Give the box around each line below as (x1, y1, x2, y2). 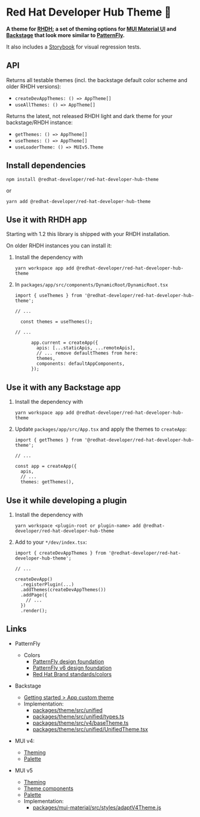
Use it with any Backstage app (6, 382, 121, 392)
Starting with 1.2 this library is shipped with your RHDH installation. (6, 231, 170, 238)
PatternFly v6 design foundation (32, 664, 112, 671)
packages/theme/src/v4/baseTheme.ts (32, 719, 129, 727)
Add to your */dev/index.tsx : (14, 538, 88, 546)
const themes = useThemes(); (20, 319, 93, 325)
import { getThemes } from (14, 437, 82, 443)
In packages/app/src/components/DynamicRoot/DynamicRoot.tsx (14, 281, 168, 288)
